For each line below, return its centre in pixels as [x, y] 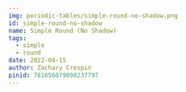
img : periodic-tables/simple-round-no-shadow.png [93, 16]
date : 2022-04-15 [37, 61]
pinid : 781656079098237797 [54, 75]
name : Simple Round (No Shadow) [62, 30]
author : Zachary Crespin [50, 68]
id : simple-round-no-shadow [56, 23]
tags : [17, 38]
